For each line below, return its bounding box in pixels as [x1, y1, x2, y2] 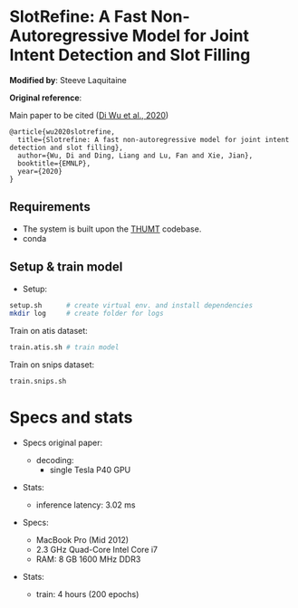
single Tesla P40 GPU [49, 464, 131, 475]
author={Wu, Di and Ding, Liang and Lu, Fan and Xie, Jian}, [17, 151, 254, 160]
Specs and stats [9, 407, 133, 428]
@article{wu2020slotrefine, [9, 127, 116, 137]
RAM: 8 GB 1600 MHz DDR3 [35, 554, 141, 565]
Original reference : [9, 92, 82, 103]
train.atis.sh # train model [9, 343, 120, 352]
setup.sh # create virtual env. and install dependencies [9, 300, 254, 309]
